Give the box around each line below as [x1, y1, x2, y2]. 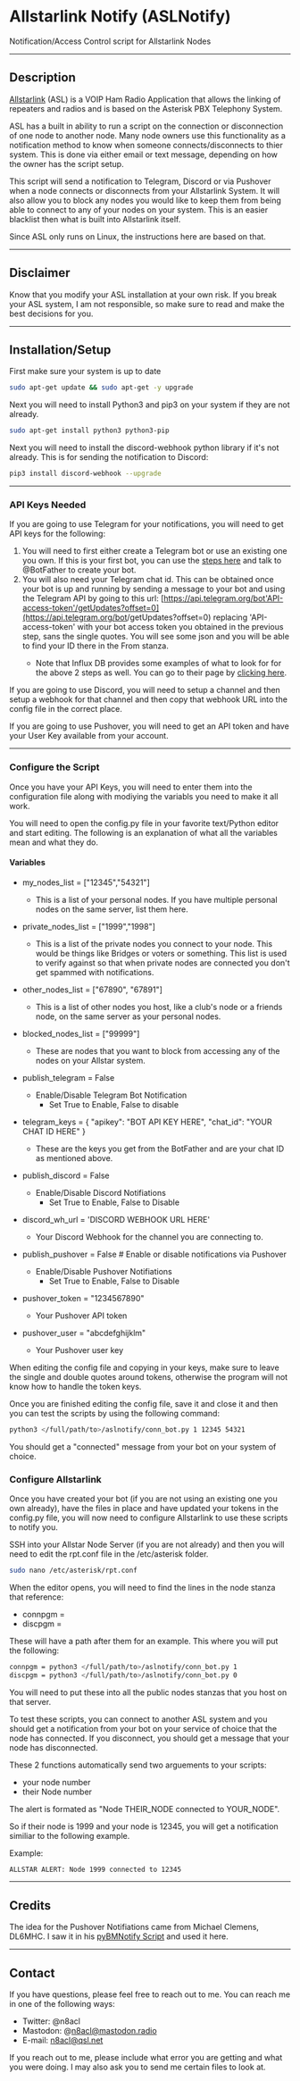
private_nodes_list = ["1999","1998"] [21, 921, 156, 932]
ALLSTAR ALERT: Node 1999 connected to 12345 [9, 1865, 181, 1874]
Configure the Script [9, 761, 100, 773]
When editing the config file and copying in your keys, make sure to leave [9, 1362, 279, 1373]
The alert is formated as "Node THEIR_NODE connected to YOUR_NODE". [9, 1803, 280, 1814]
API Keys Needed [9, 498, 87, 511]
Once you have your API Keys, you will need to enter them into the [9, 781, 253, 792]
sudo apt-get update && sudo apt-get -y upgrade [9, 383, 194, 392]
